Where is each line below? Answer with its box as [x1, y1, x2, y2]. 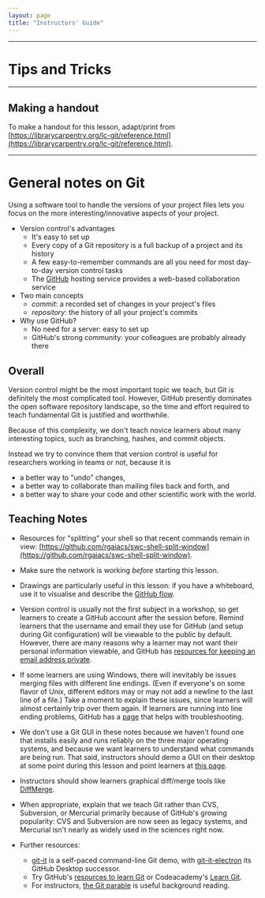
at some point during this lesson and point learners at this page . [19, 761, 227, 770]
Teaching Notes [8, 512, 88, 526]
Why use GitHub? [19, 316, 77, 326]
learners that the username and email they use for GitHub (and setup [19, 621, 244, 630]
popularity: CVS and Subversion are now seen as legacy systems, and [19, 816, 248, 825]
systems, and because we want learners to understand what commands [19, 743, 255, 754]
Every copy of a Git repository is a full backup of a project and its [31, 241, 243, 250]
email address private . [19, 654, 92, 664]
